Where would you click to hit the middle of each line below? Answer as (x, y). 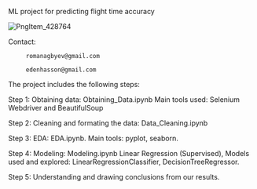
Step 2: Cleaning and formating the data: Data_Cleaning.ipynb (108, 123)
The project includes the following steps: (74, 84)
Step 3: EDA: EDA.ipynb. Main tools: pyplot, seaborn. (93, 138)
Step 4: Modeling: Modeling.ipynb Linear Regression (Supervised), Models (129, 153)
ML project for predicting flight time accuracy (81, 11)
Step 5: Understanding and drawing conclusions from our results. (114, 177)
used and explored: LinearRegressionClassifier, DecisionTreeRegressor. (124, 162)
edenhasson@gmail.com (61, 70)
